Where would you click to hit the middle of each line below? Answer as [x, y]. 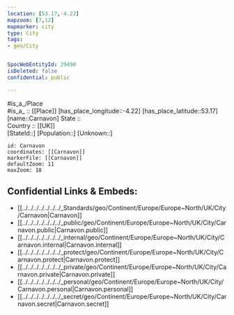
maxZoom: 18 [24, 170]
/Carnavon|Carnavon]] [49, 216]
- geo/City [23, 46]
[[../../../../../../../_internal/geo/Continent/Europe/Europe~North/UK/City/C [121, 238]
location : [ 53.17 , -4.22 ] [43, 14]
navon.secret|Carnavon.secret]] [63, 304]
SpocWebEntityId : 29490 [42, 65]
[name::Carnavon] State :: [44, 118]
